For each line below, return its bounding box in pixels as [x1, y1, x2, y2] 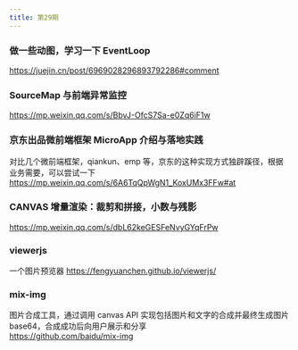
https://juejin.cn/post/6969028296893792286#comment [9, 64, 220, 76]
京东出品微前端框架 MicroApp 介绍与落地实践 [9, 134, 203, 146]
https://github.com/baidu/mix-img [9, 331, 134, 342]
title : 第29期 [9, 12, 60, 22]
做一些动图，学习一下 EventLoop [9, 44, 151, 56]
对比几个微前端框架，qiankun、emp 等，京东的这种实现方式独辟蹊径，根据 [9, 155, 284, 166]
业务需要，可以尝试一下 [9, 167, 95, 178]
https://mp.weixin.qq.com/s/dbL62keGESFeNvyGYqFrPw [9, 221, 219, 232]
